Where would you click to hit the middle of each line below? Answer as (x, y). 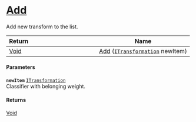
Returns (16, 100)
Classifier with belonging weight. (46, 87)
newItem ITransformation (36, 81)
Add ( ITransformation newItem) (143, 51)
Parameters (21, 67)
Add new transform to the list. (42, 27)
